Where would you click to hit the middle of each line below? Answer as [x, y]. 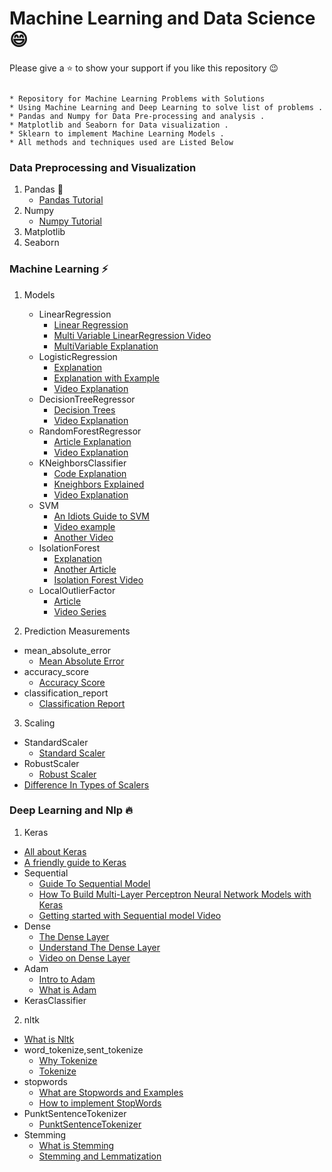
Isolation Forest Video [98, 579]
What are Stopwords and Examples [111, 1092]
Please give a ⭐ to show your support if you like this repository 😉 [144, 68]
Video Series [80, 611]
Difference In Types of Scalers [86, 784]
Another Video [83, 537]
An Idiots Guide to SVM [101, 516]
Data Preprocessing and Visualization [103, 167]
